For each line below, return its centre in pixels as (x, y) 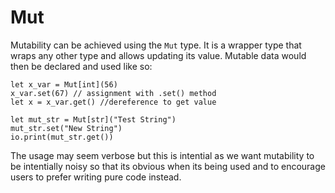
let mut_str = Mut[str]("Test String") (93, 119)
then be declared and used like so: (81, 66)
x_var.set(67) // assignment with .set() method (113, 93)
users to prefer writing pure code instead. (96, 177)
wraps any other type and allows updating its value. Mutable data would (158, 55)
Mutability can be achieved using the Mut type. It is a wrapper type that (156, 45)
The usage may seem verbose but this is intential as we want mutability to (162, 155)
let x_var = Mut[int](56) (64, 84)
